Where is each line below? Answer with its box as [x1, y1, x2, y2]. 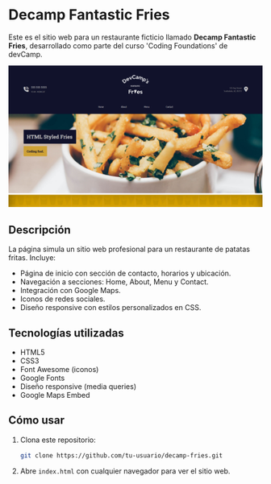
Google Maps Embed [19, 391, 90, 400]
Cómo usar [8, 413, 65, 428]
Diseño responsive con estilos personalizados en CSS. [19, 303, 202, 312]
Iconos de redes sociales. [19, 294, 106, 304]
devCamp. [8, 49, 43, 59]
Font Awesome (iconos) [19, 365, 99, 374]
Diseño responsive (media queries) [19, 382, 137, 391]
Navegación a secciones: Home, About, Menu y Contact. [19, 277, 209, 287]
